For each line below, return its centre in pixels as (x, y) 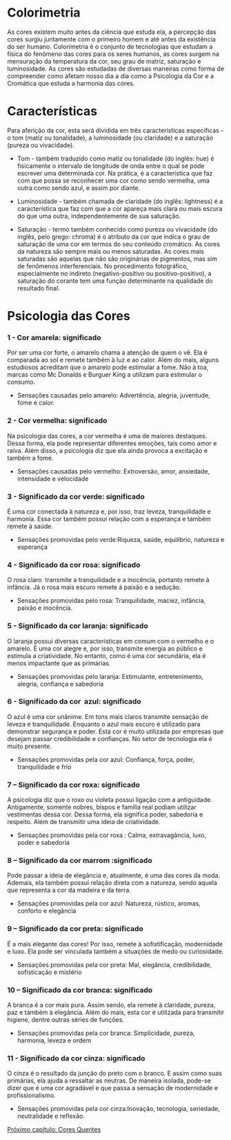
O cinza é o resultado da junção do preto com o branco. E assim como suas (114, 1074)
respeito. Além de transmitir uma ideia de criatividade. (84, 822)
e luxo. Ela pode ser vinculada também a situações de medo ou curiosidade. (115, 951)
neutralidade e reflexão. (51, 1116)
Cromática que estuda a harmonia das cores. (71, 83)
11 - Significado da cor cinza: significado (76, 1058)
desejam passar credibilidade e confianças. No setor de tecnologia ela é (110, 738)
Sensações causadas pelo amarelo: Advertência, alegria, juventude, (113, 395)
